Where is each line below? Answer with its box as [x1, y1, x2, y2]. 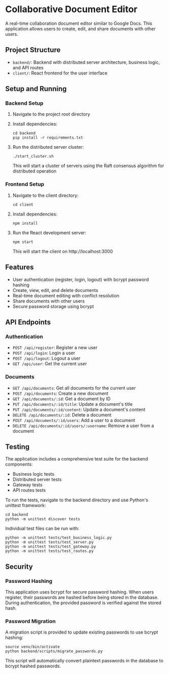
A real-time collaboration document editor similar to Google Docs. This [5, 20, 153, 26]
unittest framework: [5, 502, 47, 509]
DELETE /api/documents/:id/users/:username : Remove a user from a [12, 423, 154, 429]
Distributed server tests [12, 477, 62, 483]
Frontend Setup [5, 181, 45, 188]
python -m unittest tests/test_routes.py [5, 549, 94, 554]
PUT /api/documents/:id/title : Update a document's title [12, 401, 133, 407]
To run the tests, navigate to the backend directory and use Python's [5, 497, 148, 503]
